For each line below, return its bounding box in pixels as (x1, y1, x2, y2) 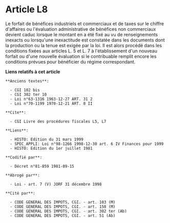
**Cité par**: (5, 191, 36, 196)
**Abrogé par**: (5, 173, 40, 178)
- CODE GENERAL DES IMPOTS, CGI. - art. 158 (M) (10, 204, 116, 209)
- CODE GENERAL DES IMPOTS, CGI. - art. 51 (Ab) (10, 213, 116, 218)
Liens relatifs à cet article (5, 68, 60, 75)
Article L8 (5, 4, 48, 15)
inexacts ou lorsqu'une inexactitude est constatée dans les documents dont (5, 37, 165, 43)
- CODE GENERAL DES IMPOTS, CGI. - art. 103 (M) (10, 199, 116, 205)
